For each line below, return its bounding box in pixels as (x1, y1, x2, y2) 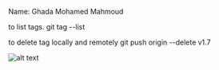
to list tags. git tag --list (8, 22, 86, 31)
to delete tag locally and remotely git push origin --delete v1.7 (8, 37, 211, 47)
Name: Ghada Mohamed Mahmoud (8, 7, 124, 16)
